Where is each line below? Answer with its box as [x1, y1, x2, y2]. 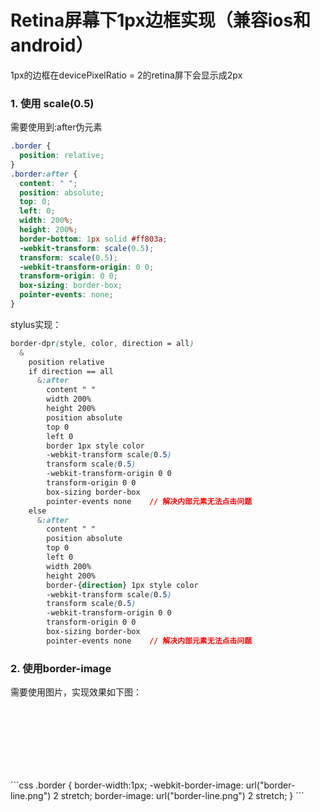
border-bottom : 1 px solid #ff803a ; [19, 234, 168, 244]
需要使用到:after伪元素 [10, 121, 103, 133]
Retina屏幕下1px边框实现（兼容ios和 [10, 9, 312, 32]
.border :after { [10, 169, 78, 179]
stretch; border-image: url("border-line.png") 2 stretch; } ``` [60, 790, 305, 802]
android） [10, 34, 94, 57]
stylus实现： [10, 318, 62, 330]
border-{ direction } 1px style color [46, 580, 199, 590]
